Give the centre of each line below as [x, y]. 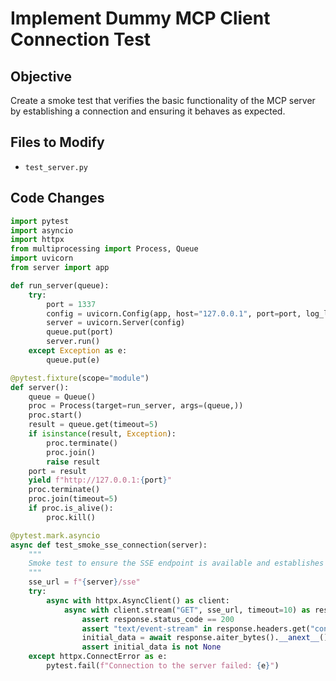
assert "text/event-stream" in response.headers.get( [196, 628]
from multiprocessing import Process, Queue [104, 249]
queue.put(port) [80, 332]
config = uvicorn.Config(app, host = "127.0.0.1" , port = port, [174, 313]
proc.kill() [71, 517]
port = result [57, 471]
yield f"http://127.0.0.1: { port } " [100, 480]
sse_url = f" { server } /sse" [84, 582]
